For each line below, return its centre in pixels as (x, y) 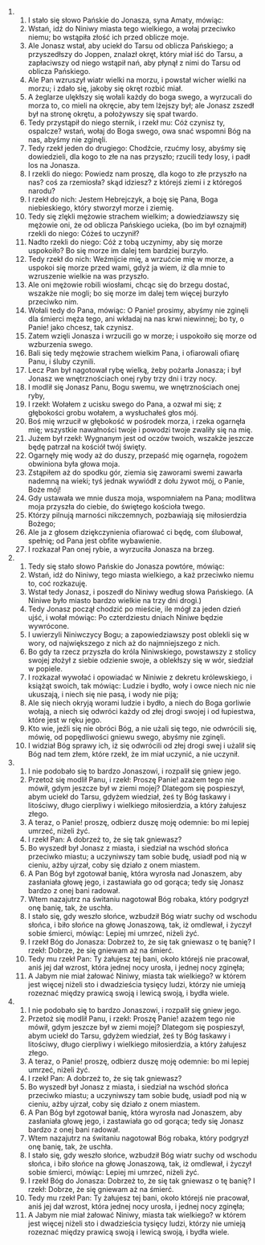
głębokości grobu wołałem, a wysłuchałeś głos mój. (113, 412)
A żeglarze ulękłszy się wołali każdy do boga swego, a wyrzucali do (140, 97)
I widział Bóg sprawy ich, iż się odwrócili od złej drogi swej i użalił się (142, 745)
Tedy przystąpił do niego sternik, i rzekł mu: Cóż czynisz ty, (126, 122)
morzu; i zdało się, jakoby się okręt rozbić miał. (105, 88)
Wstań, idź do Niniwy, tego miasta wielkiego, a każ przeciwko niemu (141, 575)
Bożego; (42, 524)
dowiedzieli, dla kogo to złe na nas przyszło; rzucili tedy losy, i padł (139, 157)
